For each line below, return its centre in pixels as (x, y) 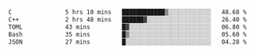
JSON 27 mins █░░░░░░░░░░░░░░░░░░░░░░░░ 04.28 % (127, 42)
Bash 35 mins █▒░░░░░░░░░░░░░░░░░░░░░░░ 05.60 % (127, 34)
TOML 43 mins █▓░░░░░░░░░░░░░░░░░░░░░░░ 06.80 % (127, 27)
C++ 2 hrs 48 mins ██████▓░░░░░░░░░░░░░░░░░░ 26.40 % (127, 19)
